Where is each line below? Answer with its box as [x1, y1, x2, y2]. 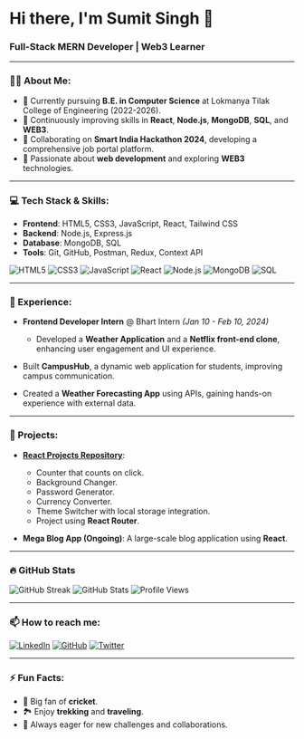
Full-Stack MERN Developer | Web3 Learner [9, 41, 205, 53]
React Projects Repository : [22, 449, 126, 460]
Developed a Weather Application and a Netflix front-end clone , [35, 334, 280, 345]
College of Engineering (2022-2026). [22, 104, 161, 116]
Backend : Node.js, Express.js [22, 228, 133, 239]
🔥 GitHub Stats [9, 563, 76, 576]
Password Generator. [35, 486, 115, 497]
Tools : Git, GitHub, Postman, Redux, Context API [22, 247, 204, 258]
